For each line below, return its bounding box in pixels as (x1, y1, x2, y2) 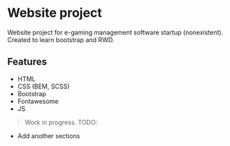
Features (7, 56, 47, 68)
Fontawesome (17, 97, 59, 105)
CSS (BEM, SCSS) (17, 82, 70, 91)
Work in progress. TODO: (24, 118, 98, 126)
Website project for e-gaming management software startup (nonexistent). (7, 28, 224, 36)
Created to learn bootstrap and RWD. (7, 35, 115, 44)
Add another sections (17, 131, 80, 140)
